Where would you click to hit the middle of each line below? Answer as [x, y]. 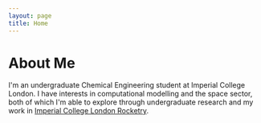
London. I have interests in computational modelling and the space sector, [130, 94]
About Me [42, 63]
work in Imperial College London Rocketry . [79, 111]
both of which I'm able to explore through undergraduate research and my [131, 102]
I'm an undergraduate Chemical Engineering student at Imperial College [127, 85]
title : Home [28, 23]
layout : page [30, 16]
